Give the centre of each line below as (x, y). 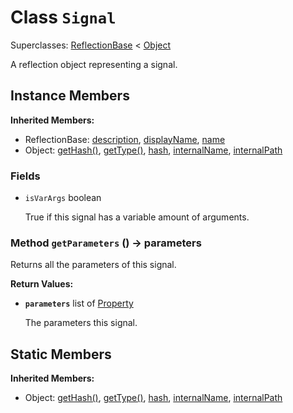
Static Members (61, 354)
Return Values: (42, 284)
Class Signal (63, 17)
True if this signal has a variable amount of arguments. (137, 217)
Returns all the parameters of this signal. (93, 265)
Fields (25, 176)
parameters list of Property (79, 303)
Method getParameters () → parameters (106, 243)
